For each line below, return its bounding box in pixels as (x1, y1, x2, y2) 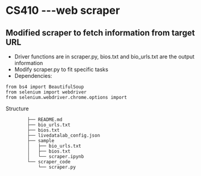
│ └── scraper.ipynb (27, 154, 84, 160)
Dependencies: (14, 72, 52, 79)
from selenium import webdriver (5, 89, 87, 95)
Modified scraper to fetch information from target (5, 28, 195, 38)
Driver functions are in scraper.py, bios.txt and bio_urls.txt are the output (14, 53, 195, 60)
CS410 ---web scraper (5, 4, 120, 17)
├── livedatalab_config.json (27, 133, 100, 139)
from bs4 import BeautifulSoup (5, 84, 84, 90)
